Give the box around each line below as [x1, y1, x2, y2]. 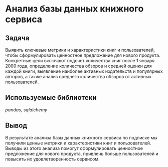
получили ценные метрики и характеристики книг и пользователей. [5, 140, 151, 146]
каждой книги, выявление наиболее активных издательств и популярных [5, 68, 163, 74]
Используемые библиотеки [5, 93, 97, 102]
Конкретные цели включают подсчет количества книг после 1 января [5, 58, 155, 63]
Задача [5, 34, 30, 42]
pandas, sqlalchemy [5, 106, 48, 113]
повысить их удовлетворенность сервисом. [5, 156, 100, 162]
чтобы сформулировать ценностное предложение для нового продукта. [5, 52, 160, 58]
